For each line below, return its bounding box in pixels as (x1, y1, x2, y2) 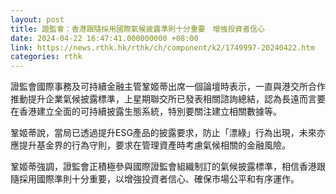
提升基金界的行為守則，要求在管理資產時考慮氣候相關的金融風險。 (18, 139, 291, 151)
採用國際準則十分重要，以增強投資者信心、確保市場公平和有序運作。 (18, 173, 300, 185)
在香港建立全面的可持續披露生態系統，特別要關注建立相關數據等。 (10, 106, 282, 118)
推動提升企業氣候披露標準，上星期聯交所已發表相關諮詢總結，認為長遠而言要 (10, 93, 326, 105)
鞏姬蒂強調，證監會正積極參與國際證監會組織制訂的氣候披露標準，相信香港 (10, 161, 317, 173)
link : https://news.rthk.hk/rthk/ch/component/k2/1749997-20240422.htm (10, 42, 315, 53)
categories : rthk (10, 52, 83, 62)
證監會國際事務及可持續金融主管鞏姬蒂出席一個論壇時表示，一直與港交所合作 (10, 81, 326, 93)
